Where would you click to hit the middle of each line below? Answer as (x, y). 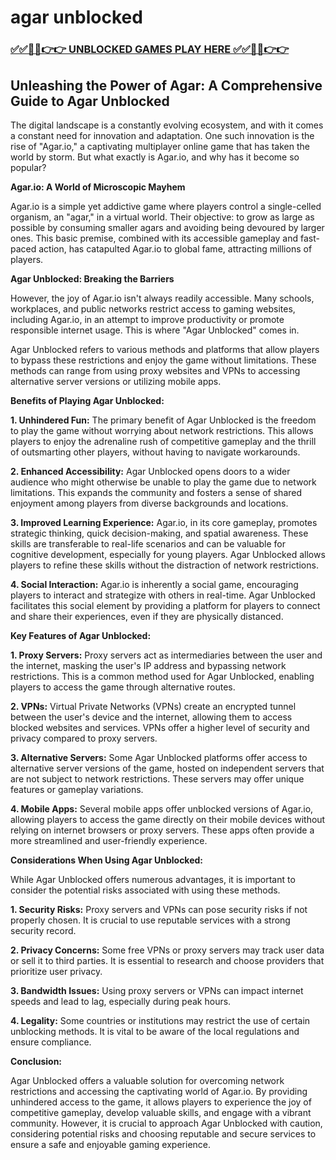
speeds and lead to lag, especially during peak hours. (121, 1001)
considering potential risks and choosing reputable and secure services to (163, 1133)
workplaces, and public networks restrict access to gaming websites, (153, 308)
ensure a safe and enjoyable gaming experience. (111, 1144)
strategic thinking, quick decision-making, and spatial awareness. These (159, 533)
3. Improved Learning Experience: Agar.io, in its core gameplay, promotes (164, 522)
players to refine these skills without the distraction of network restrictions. (164, 565)
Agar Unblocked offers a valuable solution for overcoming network (147, 1080)
